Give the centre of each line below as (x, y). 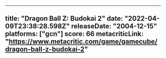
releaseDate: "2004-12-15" (114, 26)
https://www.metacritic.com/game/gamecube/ (83, 42)
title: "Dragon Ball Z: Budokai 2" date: (64, 18)
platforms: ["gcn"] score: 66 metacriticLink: (75, 34)
